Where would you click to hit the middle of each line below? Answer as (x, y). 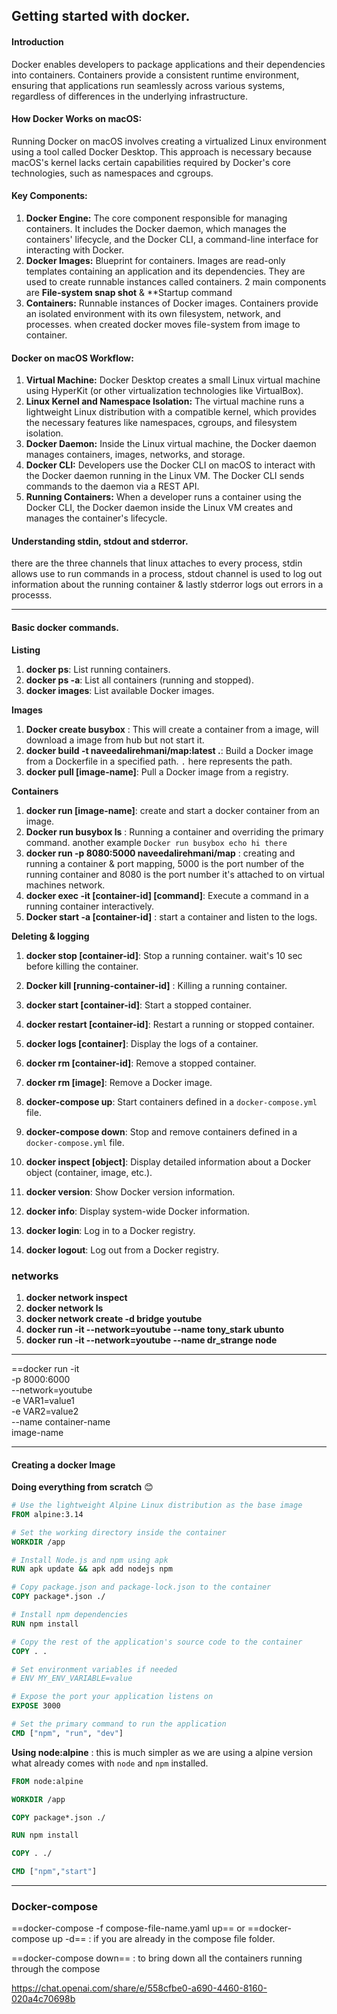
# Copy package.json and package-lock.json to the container (141, 1587)
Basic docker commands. (65, 627)
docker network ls (64, 1308)
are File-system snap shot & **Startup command (129, 292)
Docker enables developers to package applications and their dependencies (168, 64)
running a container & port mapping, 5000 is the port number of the (165, 863)
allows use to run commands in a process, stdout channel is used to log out (167, 574)
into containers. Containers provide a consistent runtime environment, (155, 75)
